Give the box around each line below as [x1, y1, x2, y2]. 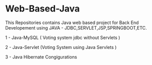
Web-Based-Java [5, 3, 80, 14]
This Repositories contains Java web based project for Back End [5, 19, 139, 25]
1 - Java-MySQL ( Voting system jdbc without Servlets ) [5, 34, 120, 40]
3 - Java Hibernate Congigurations [5, 53, 77, 60]
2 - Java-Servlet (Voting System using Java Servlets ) [5, 44, 117, 50]
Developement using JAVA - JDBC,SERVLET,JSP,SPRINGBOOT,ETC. [5, 24, 147, 30]
